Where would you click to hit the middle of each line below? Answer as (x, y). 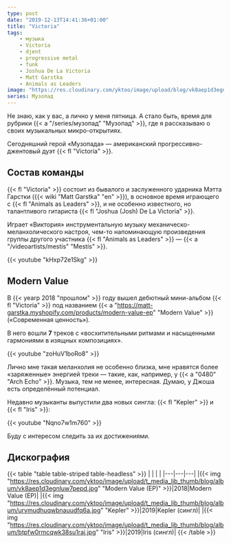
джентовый (24, 151)
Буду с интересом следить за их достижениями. (78, 436)
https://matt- (135, 305)
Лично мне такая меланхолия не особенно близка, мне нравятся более (113, 367)
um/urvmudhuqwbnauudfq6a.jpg (54, 510)
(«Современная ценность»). (49, 319)
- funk (29, 65)
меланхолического (35, 231)
